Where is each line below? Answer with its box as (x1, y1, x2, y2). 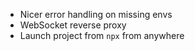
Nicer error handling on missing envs (19, 9, 173, 20)
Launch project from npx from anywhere (19, 30, 185, 41)
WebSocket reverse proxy (19, 19, 127, 31)
